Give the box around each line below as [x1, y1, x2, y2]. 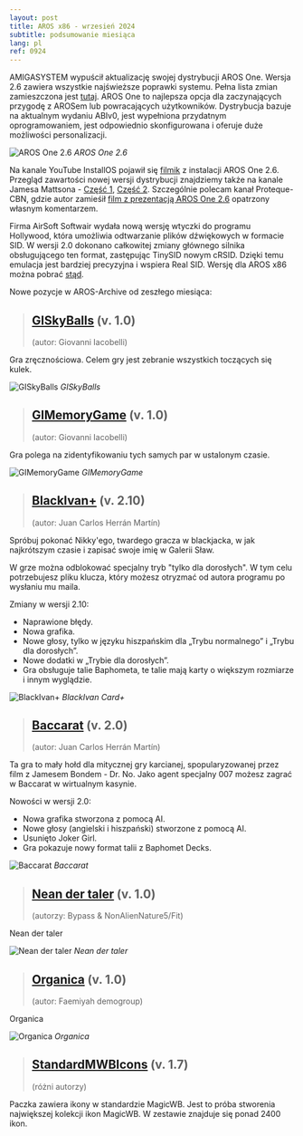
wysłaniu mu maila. [9, 581, 81, 592]
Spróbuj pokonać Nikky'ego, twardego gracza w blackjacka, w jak [9, 534, 256, 545]
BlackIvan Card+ [62, 691, 125, 702]
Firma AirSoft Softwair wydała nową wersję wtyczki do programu [9, 221, 251, 232]
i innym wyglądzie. [22, 674, 92, 685]
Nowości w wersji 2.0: [9, 796, 92, 807]
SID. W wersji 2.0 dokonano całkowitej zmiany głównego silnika [9, 240, 246, 251]
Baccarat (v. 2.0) [31, 717, 128, 733]
